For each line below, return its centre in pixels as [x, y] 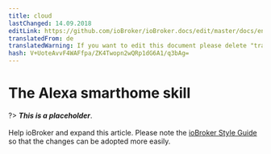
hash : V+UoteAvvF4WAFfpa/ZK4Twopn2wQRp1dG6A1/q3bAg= [99, 53]
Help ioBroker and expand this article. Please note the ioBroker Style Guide [133, 132]
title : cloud [30, 16]
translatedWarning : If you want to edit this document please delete [128, 46]
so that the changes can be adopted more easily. [90, 141]
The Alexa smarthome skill [100, 93]
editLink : [25, 31]
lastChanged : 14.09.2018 [50, 23]
